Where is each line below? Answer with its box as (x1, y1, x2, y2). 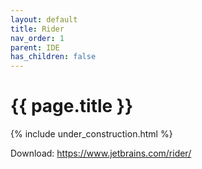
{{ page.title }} (10, 95, 134, 118)
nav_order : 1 (10, 33, 65, 43)
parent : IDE (10, 42, 60, 53)
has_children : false (10, 52, 97, 62)
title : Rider (10, 24, 65, 34)
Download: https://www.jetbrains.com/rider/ (10, 147, 192, 160)
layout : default (10, 14, 78, 25)
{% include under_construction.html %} (10, 128, 173, 140)
